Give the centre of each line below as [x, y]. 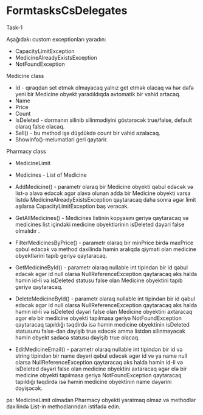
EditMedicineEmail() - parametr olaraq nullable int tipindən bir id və [99, 349]
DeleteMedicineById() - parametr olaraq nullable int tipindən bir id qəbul [105, 299]
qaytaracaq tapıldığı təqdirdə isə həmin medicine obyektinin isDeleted [102, 324]
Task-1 [15, 27]
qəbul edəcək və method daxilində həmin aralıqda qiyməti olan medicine [105, 249]
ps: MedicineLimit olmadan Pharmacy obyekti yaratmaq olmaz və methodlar [101, 400]
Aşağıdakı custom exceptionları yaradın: [56, 39]
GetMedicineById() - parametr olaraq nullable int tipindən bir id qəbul [101, 267]
